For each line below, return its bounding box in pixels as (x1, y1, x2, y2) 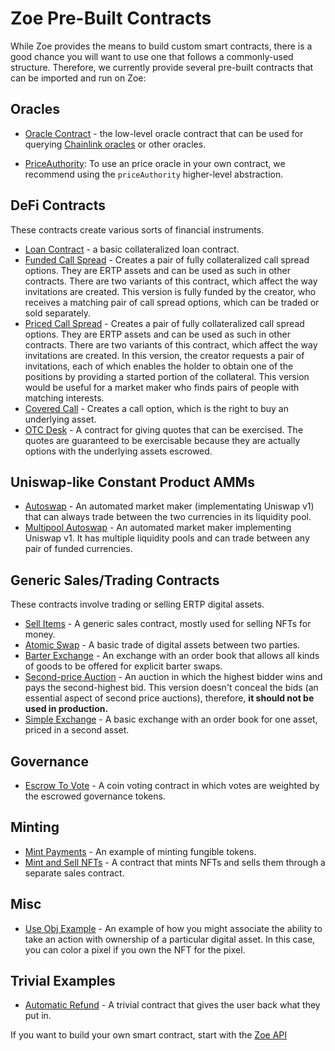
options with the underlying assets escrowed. (24, 445, 213, 457)
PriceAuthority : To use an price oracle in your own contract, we (24, 157, 286, 169)
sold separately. (24, 307, 92, 319)
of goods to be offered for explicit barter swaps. (24, 660, 223, 672)
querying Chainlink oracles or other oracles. (24, 138, 207, 150)
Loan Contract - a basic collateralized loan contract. (24, 243, 240, 255)
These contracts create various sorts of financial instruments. (10, 223, 265, 236)
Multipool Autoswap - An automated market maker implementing (24, 522, 292, 534)
